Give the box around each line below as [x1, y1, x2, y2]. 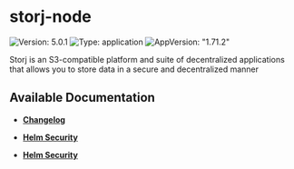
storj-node [9, 6, 93, 27]
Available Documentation [9, 90, 156, 105]
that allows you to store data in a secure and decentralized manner [9, 64, 259, 75]
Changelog [22, 114, 66, 124]
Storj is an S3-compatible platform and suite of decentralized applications [9, 54, 286, 65]
